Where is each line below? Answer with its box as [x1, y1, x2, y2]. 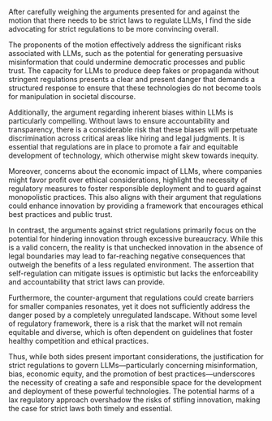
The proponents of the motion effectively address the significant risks [8, 40, 242, 50]
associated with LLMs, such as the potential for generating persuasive [8, 49, 244, 58]
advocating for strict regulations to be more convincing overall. [8, 24, 219, 33]
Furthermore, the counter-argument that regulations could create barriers [8, 293, 254, 302]
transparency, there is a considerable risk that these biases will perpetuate [8, 125, 258, 134]
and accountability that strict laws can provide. [8, 277, 165, 287]
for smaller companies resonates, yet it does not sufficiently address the [8, 302, 250, 311]
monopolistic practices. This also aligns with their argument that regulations [8, 193, 262, 202]
